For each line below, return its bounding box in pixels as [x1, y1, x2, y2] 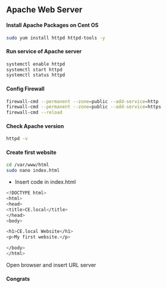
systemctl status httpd [6, 72, 66, 78]
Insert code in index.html [14, 178, 76, 186]
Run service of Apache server [6, 48, 82, 55]
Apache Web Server [6, 5, 83, 15]
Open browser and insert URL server [6, 261, 97, 268]
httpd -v [6, 136, 28, 142]
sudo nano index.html [6, 168, 60, 174]
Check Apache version [6, 122, 64, 129]
